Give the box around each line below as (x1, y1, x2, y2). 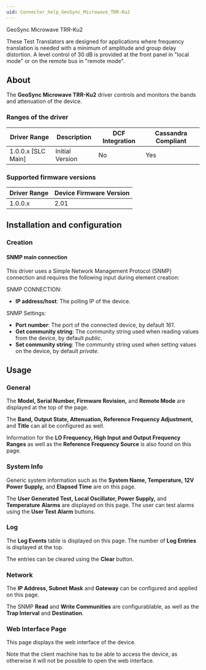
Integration (102, 136, 136, 145)
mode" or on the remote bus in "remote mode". (6, 57, 125, 64)
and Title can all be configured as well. (6, 422, 105, 430)
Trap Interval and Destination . (6, 609, 84, 617)
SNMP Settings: (6, 309, 47, 316)
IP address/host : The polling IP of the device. (15, 297, 131, 305)
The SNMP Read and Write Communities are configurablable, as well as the (6, 603, 199, 611)
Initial (55, 147, 71, 155)
